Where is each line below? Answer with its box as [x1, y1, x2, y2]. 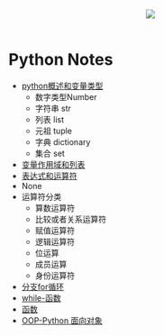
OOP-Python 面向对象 [21, 314, 103, 326]
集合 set [34, 148, 65, 158]
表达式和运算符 [21, 170, 77, 181]
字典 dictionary [34, 136, 91, 147]
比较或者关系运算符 [34, 213, 107, 224]
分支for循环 [21, 281, 65, 292]
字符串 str [34, 103, 71, 113]
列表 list [34, 113, 65, 124]
